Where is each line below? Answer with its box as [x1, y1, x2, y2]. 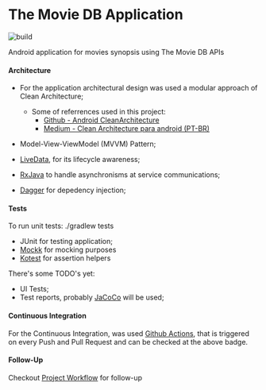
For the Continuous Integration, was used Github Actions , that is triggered [8, 328, 250, 338]
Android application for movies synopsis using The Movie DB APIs [8, 47, 225, 56]
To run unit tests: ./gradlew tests [8, 221, 114, 231]
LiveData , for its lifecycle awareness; [19, 155, 141, 164]
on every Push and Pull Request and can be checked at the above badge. [8, 337, 249, 346]
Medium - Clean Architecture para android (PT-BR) [43, 124, 210, 133]
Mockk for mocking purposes [19, 245, 117, 255]
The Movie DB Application [8, 6, 184, 24]
